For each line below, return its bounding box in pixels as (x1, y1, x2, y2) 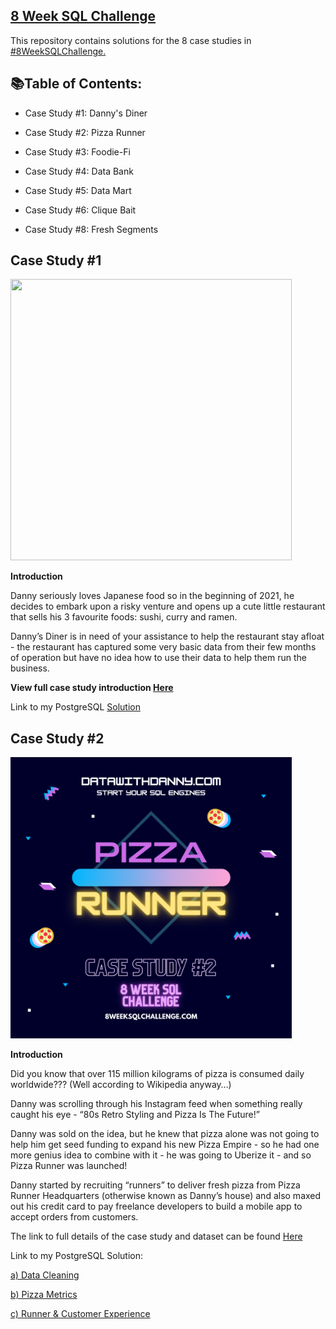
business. (10, 662, 50, 674)
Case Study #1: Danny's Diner (24, 107, 148, 119)
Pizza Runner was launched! (10, 1160, 128, 1172)
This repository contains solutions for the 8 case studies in (10, 34, 252, 46)
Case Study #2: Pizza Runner (24, 126, 146, 138)
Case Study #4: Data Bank (24, 165, 134, 177)
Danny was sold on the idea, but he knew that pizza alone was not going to (10, 1128, 320, 1140)
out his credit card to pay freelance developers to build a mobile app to (10, 1200, 303, 1213)
